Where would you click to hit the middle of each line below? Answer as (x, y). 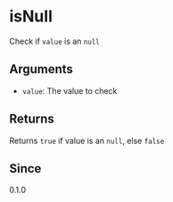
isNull (31, 17)
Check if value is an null (54, 41)
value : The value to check (70, 90)
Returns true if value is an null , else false (87, 140)
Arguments (41, 69)
